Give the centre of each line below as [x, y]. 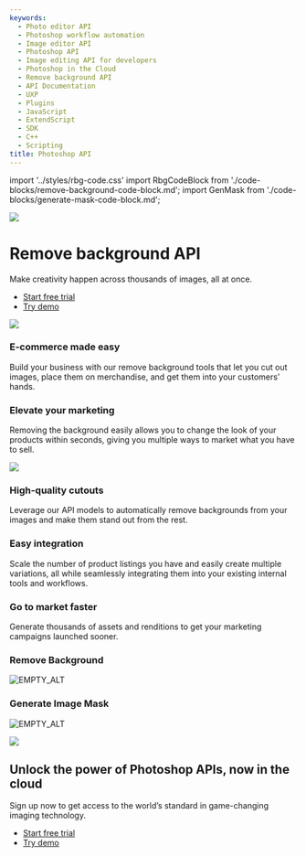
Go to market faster [53, 606]
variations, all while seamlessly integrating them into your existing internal [148, 573]
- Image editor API [55, 43]
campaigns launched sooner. [64, 637]
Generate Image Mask [59, 703]
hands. [22, 386]
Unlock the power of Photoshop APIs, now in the [150, 770]
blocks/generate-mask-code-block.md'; [85, 199]
